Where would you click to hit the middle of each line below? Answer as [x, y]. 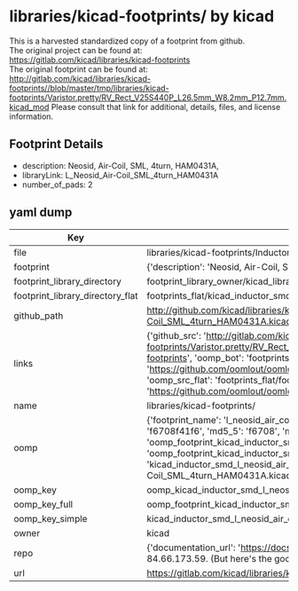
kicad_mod [29, 106]
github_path [39, 315]
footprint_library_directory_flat [76, 295]
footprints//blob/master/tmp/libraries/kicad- [90, 88]
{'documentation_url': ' [193, 548]
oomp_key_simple [51, 518]
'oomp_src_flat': [179, 380]
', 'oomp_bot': [216, 358]
